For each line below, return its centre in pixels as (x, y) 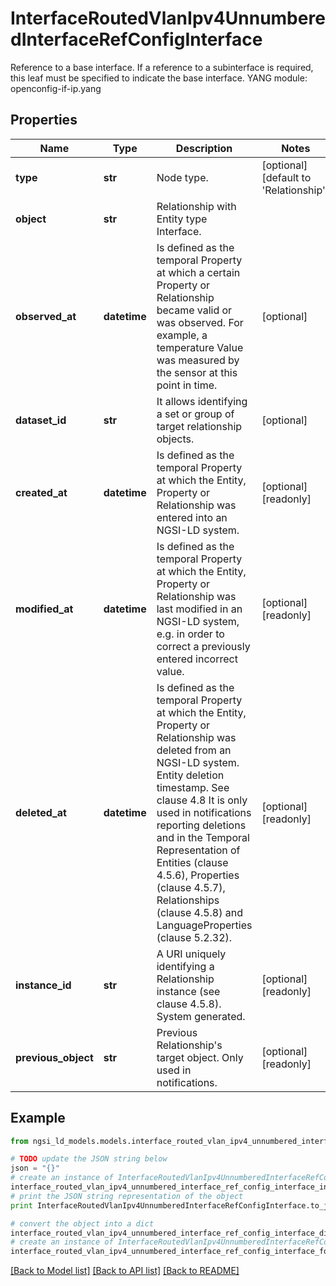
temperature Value (200, 347)
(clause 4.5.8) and (199, 912)
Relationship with (196, 206)
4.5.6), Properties (198, 875)
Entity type (182, 219)
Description (204, 148)
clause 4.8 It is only (202, 800)
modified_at (44, 609)
